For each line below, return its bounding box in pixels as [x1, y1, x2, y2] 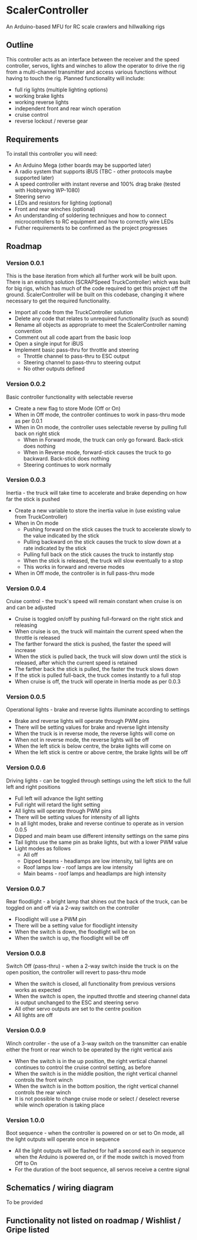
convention [14, 328, 42, 335]
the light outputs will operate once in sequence [6, 1136, 120, 1143]
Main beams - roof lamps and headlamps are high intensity [23, 870, 166, 877]
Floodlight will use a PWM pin [14, 916, 86, 923]
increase [14, 647, 36, 654]
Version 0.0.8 [6, 949, 46, 957]
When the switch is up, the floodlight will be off [14, 935, 129, 942]
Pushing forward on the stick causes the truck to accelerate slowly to [23, 525, 191, 532]
